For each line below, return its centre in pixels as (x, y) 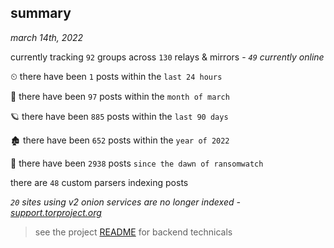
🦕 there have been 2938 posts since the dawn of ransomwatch (137, 163)
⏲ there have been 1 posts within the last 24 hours (116, 76)
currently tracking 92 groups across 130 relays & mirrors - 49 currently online (167, 57)
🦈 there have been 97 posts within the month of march (120, 96)
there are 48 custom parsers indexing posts (99, 182)
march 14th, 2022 (47, 37)
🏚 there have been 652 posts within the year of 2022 (120, 140)
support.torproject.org (56, 212)
